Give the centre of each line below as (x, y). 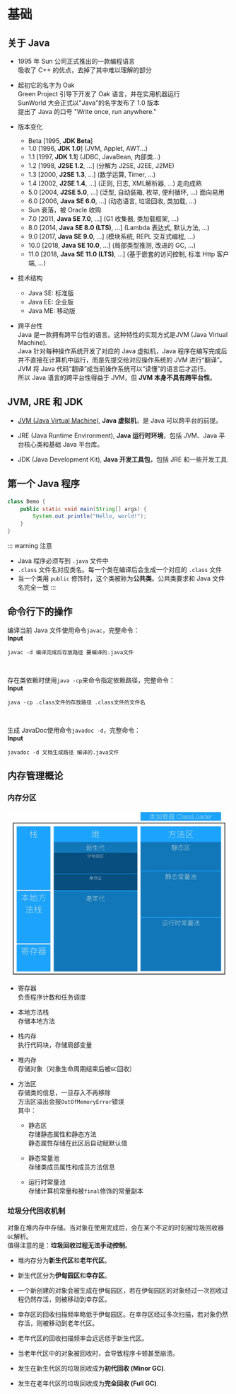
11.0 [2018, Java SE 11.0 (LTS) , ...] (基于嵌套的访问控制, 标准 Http (122, 254)
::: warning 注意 (30, 545)
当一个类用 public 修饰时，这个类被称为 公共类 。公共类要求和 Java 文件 (121, 578)
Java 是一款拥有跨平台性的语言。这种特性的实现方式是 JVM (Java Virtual (123, 335)
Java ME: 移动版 (52, 311)
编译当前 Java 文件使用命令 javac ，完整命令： (73, 630)
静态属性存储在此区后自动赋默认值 (78, 1143)
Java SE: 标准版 (51, 293)
